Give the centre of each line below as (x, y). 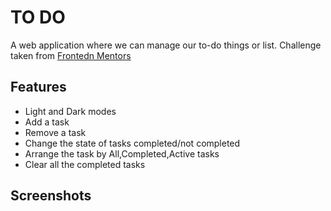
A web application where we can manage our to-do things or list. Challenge (166, 45)
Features (38, 87)
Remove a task (55, 132)
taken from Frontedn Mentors (71, 55)
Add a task (47, 122)
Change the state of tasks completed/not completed (132, 143)
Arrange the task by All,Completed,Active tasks (122, 153)
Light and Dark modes (70, 111)
